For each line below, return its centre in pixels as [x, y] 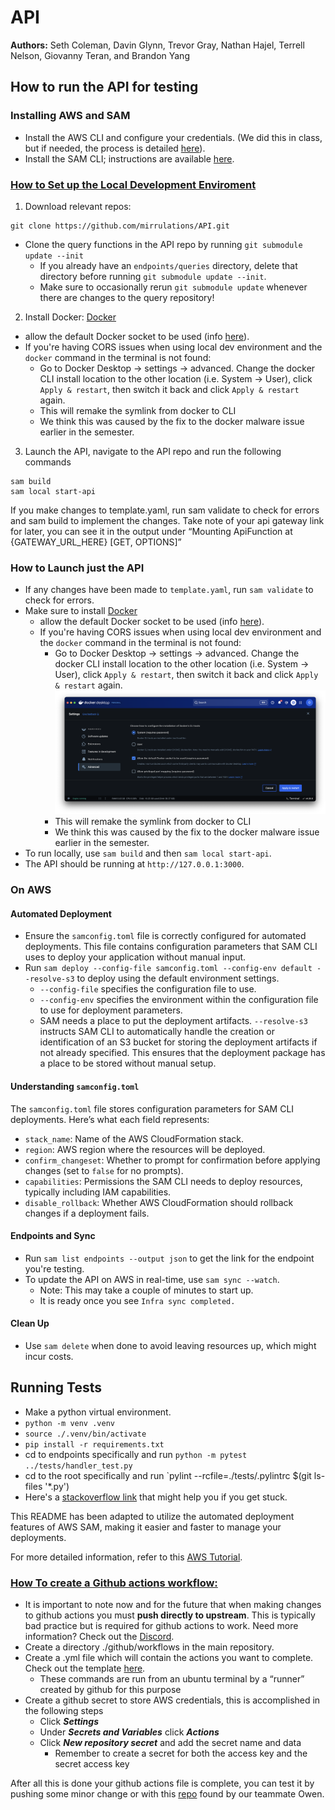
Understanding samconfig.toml [75, 1087]
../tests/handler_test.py [78, 1466]
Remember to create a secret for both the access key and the [181, 1753]
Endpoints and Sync [53, 1236]
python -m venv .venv [69, 1423]
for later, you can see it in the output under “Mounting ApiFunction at [151, 531]
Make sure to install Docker [81, 611]
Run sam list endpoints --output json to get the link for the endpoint [169, 1258]
